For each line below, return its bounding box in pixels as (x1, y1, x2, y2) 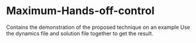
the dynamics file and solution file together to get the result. (6, 29, 154, 37)
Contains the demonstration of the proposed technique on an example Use (6, 24, 191, 31)
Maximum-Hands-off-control (6, 4, 155, 18)
